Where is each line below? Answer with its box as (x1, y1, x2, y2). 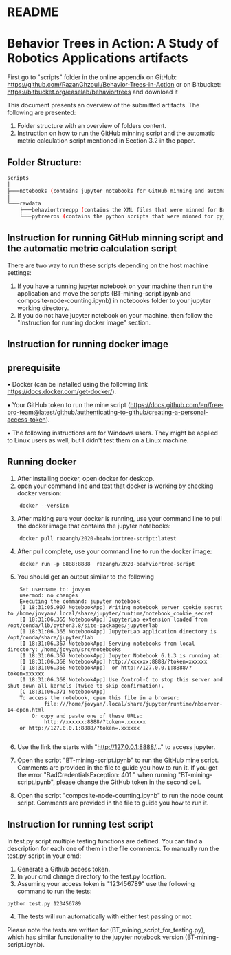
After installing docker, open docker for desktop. (16, 474, 155, 482)
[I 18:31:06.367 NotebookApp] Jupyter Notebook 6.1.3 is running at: (19, 652, 223, 659)
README (7, 4, 59, 20)
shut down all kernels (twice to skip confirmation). (7, 682, 165, 689)
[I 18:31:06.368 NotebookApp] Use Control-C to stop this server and (19, 676, 223, 683)
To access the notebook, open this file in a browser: (19, 694, 180, 701)
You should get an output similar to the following (16, 573, 155, 581)
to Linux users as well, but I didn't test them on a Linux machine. (7, 436, 189, 444)
